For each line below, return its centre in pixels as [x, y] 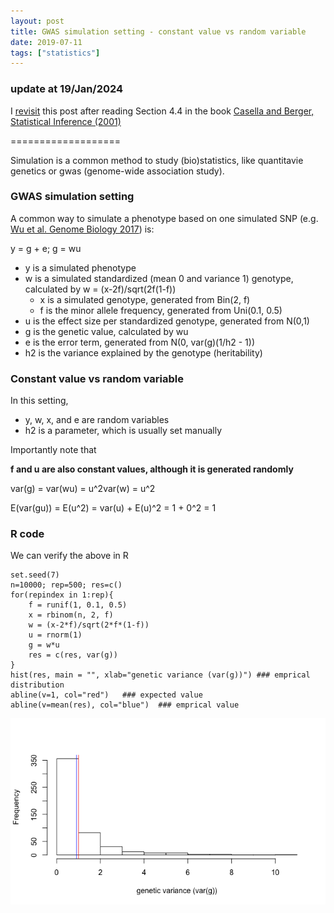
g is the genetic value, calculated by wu [106, 331]
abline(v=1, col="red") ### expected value [106, 695]
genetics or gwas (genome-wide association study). [117, 171]
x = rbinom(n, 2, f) [71, 615]
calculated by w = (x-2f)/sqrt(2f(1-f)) [100, 289]
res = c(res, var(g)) [73, 655]
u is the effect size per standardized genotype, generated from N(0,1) [167, 321]
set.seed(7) [35, 575]
